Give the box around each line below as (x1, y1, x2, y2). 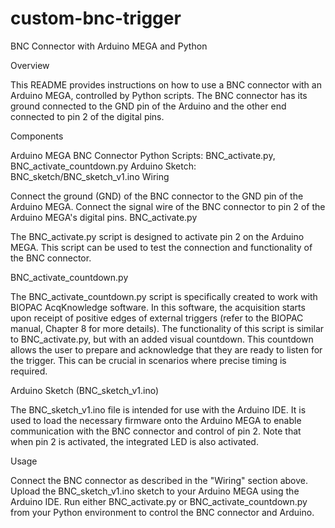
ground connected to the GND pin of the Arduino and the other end (10, 100, 287, 112)
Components (10, 130, 64, 142)
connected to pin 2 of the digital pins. (10, 110, 165, 122)
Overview (10, 59, 50, 71)
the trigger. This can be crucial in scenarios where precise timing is (10, 354, 287, 366)
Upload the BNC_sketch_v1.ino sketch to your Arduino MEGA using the (10, 485, 300, 497)
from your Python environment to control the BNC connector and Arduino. (10, 506, 315, 518)
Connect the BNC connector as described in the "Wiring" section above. (10, 474, 309, 486)
